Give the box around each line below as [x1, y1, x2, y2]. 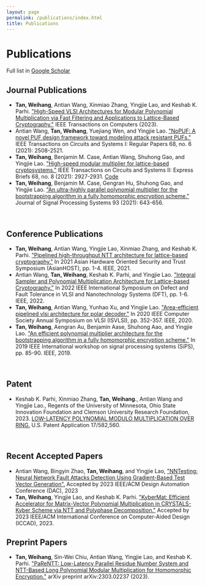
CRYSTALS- [161, 499, 192, 507]
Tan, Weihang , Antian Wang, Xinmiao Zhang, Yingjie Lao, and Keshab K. [15, 101, 198, 109]
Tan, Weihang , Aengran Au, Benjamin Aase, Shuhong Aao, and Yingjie [15, 323, 193, 330]
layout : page [6, 9, 40, 15]
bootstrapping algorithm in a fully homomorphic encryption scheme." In [15, 336, 196, 344]
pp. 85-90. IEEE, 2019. [15, 349, 72, 357]
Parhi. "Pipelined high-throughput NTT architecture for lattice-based [15, 251, 188, 258]
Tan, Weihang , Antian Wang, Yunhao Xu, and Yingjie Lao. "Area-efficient [15, 303, 199, 310]
